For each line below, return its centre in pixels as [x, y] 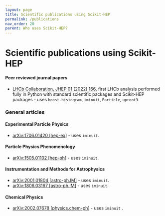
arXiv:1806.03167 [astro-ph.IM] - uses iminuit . [60, 186]
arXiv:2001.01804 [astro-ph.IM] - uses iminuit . [61, 181]
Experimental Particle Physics [37, 124]
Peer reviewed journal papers [36, 77]
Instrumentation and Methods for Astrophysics [55, 169]
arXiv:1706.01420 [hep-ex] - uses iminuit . [56, 135]
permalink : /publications [32, 19]
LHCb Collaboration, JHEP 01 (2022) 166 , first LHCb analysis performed [86, 89]
